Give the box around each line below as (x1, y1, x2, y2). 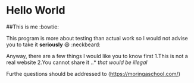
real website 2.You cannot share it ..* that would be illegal (6, 59, 148, 66)
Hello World (6, 4, 65, 17)
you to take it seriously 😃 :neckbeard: (6, 41, 101, 48)
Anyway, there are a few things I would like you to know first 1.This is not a (6, 52, 189, 59)
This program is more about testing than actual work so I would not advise (6, 34, 189, 41)
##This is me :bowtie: (6, 23, 60, 30)
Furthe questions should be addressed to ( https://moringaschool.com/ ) (6, 70, 180, 77)
